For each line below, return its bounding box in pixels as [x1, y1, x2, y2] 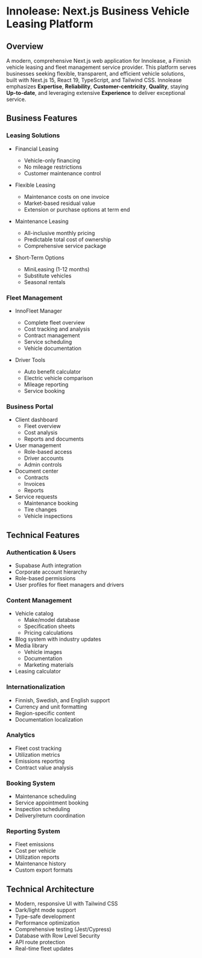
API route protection [14, 939, 65, 946]
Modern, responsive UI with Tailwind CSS [14, 900, 118, 907]
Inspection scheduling [14, 806, 71, 813]
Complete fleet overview [24, 319, 86, 326]
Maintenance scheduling [14, 793, 77, 800]
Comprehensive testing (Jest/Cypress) [14, 926, 112, 933]
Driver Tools [14, 356, 46, 363]
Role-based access [24, 448, 72, 456]
